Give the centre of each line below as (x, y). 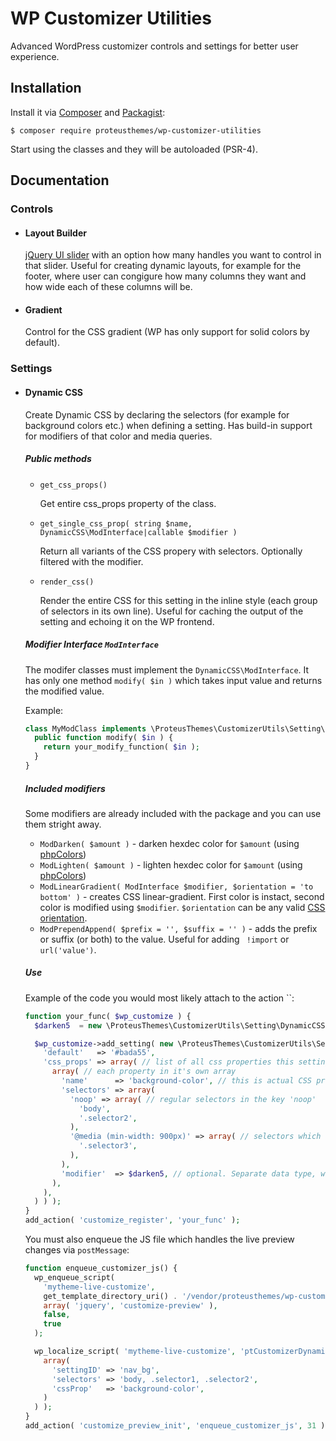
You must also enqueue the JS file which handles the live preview (159, 1239)
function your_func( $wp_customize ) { (108, 1016)
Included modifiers (65, 788)
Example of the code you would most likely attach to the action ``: (159, 998)
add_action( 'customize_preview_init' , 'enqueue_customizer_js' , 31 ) (175, 1426)
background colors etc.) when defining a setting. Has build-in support (168, 425)
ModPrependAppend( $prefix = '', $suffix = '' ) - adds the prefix (178, 928)
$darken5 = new (68, 1025)
